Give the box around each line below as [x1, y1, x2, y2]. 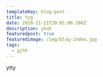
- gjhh [11, 48, 28, 54]
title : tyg [6, 14, 33, 20]
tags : [6, 42, 20, 48]
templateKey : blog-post [6, 8, 65, 15]
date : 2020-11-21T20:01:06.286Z [6, 20, 86, 26]
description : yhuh [6, 25, 52, 32]
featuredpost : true [6, 31, 55, 37]
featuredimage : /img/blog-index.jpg [6, 36, 97, 42]
